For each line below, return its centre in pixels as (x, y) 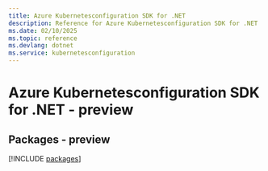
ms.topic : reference (43, 38)
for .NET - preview (71, 110)
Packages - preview (59, 139)
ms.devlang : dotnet (41, 46)
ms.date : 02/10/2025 (43, 31)
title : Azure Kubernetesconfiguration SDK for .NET (97, 16)
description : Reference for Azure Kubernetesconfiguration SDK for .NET (133, 23)
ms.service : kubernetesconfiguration (72, 53)
